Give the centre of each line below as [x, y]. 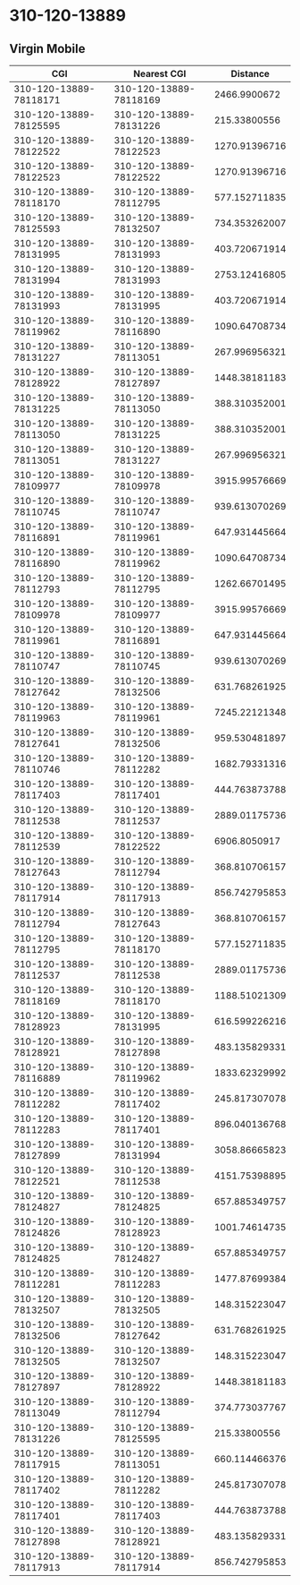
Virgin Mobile [47, 49]
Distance [250, 74]
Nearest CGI [160, 74]
